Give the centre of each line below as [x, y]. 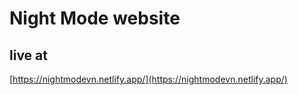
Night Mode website [95, 18]
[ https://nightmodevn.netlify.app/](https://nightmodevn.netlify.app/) [148, 79]
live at [28, 55]
